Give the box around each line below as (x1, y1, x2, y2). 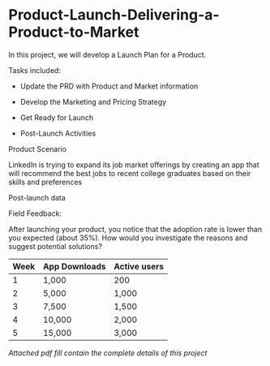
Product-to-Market (8, 23, 139, 41)
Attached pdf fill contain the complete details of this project (8, 347, 208, 358)
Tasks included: (8, 65, 61, 75)
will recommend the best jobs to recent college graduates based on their (8, 168, 251, 178)
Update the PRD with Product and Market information (19, 81, 199, 91)
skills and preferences (8, 177, 83, 187)
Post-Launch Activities (19, 128, 96, 138)
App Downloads (43, 261, 106, 272)
